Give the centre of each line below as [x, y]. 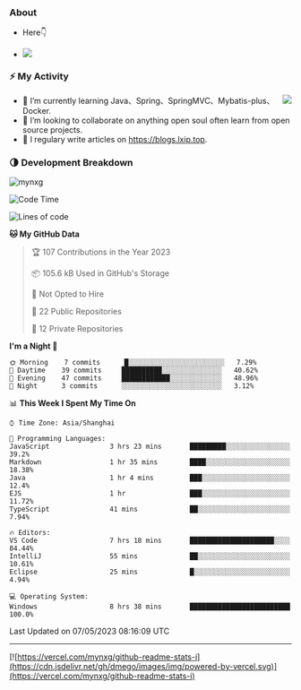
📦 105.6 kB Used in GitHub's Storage [100, 273]
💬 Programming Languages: [57, 438]
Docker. [37, 110]
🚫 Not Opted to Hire [68, 294]
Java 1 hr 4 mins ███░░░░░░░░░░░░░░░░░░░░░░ [150, 478]
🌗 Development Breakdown [71, 162]
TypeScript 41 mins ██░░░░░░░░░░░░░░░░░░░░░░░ [150, 509]
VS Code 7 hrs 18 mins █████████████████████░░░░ [150, 540]
